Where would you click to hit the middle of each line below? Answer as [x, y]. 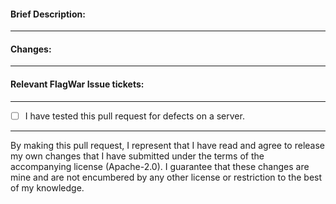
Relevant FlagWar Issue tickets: [77, 84]
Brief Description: [48, 14]
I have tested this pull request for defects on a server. [134, 116]
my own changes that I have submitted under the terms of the [137, 156]
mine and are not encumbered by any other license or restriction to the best [166, 177]
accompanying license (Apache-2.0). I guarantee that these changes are [160, 166]
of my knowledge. [47, 187]
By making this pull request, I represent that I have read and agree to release [168, 145]
